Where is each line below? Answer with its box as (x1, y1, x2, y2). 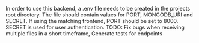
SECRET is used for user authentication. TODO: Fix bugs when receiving (5, 24, 185, 31)
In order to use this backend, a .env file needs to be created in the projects (5, 5, 191, 12)
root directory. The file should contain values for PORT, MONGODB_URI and (5, 11, 193, 18)
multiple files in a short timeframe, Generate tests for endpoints (5, 30, 163, 37)
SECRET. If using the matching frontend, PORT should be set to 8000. (5, 18, 179, 24)
